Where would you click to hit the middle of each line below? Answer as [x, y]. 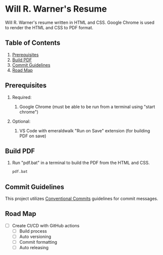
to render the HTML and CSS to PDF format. [49, 27]
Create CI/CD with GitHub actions [46, 225]
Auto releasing [34, 248]
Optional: [21, 121]
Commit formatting [38, 242]
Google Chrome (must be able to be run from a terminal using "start [87, 107]
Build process [33, 231]
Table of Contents [33, 43]
